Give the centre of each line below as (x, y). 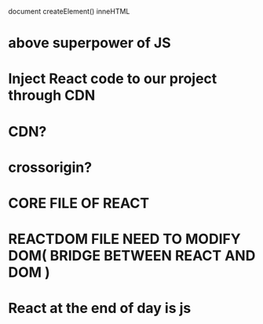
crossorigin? (50, 167)
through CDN (52, 95)
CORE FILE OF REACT (79, 203)
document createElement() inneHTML (69, 11)
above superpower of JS (89, 43)
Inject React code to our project (113, 79)
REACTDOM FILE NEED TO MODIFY (124, 239)
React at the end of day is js (100, 308)
